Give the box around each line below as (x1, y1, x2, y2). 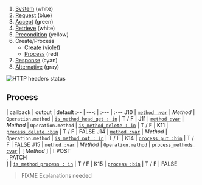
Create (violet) (24, 44, 61, 51)
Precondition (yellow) (15, 31, 69, 38)
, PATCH (6, 153, 27, 161)
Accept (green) (15, 18, 54, 25)
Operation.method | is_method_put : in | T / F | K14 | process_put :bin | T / (6, 134, 195, 141)
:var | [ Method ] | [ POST (6, 147, 71, 154)
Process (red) (24, 50, 59, 57)
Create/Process (15, 38, 55, 44)
